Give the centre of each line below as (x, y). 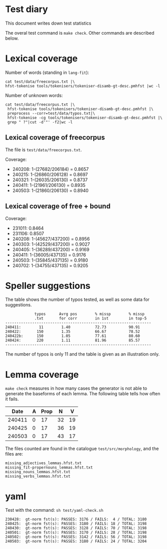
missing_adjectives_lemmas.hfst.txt (43, 463)
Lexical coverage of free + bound (58, 206)
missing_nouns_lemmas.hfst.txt (38, 472)
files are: (14, 454)
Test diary (27, 9)
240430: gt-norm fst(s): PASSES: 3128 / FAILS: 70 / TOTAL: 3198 (76, 528)
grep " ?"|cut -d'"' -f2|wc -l (40, 122)
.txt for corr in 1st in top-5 (91, 318)
